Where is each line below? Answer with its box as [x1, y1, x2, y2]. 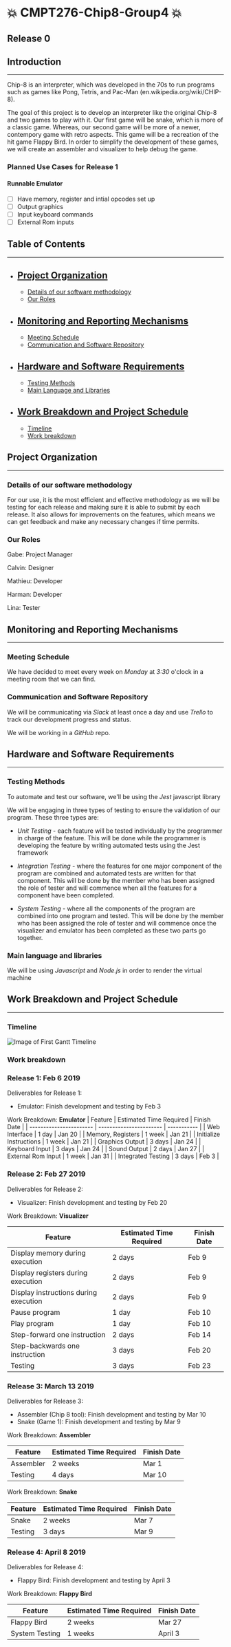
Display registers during [10, 1267, 88, 1277]
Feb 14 [188, 1329, 211, 1339]
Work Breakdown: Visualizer [7, 1212, 89, 1220]
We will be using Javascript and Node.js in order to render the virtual [7, 966, 203, 974]
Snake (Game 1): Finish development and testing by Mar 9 [16, 1417, 181, 1426]
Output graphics [16, 202, 64, 210]
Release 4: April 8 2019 [7, 1547, 86, 1557]
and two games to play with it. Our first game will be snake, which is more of [7, 116, 223, 124]
